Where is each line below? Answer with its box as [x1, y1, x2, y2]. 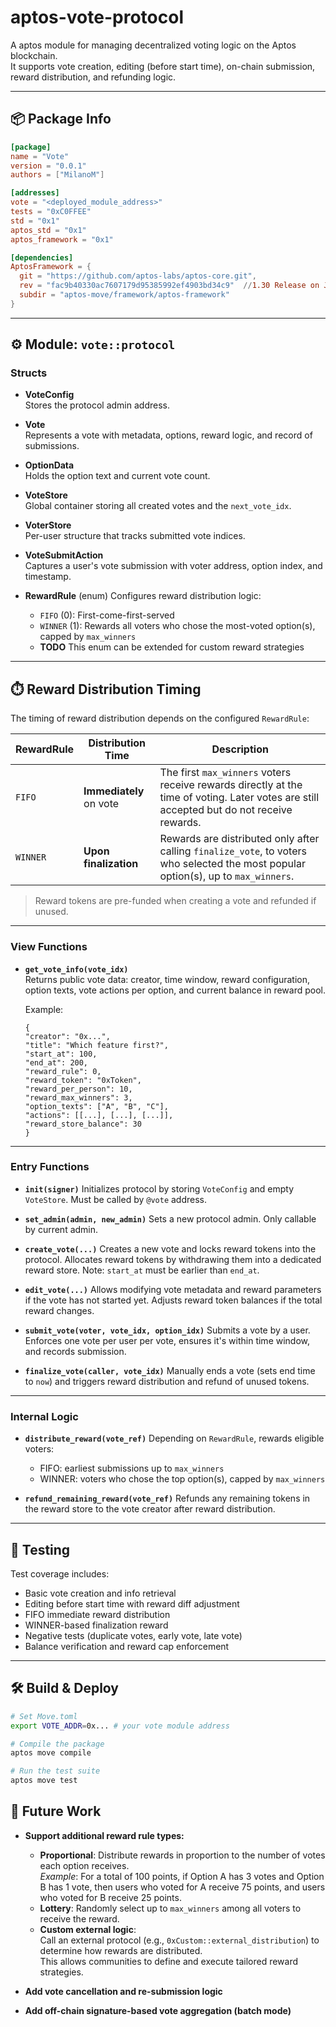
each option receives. [39, 1859, 130, 1871]
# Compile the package [10, 1739, 105, 1749]
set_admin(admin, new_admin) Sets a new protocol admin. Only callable [24, 1212, 317, 1225]
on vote [83, 797, 120, 811]
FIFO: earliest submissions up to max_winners [39, 1462, 225, 1475]
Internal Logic [10, 1409, 79, 1423]
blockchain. [10, 49, 58, 61]
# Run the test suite [10, 1766, 101, 1776]
